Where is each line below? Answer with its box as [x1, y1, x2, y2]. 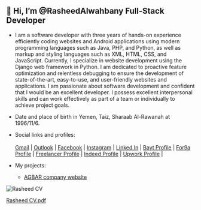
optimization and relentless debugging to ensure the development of [14, 70, 184, 77]
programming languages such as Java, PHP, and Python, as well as [14, 44, 181, 51]
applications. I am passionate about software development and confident [14, 82, 195, 89]
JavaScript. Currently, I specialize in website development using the [14, 56, 182, 64]
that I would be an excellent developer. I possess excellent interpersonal [14, 88, 193, 96]
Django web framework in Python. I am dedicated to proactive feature [14, 63, 187, 70]
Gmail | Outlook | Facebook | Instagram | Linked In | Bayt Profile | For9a [14, 143, 191, 151]
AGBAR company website [23, 173, 87, 181]
